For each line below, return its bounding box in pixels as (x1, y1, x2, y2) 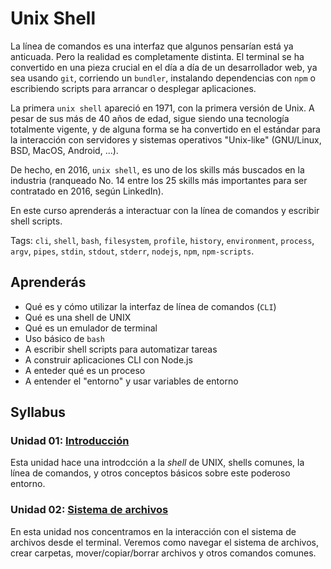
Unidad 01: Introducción (10, 434, 130, 448)
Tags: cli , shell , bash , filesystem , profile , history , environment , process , (10, 234, 315, 246)
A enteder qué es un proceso (24, 364, 146, 376)
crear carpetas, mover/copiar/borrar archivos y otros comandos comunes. (10, 547, 317, 559)
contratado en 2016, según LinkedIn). (10, 185, 164, 197)
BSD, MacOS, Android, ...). (10, 144, 119, 156)
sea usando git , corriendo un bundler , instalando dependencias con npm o (10, 72, 317, 84)
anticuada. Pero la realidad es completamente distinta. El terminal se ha (10, 50, 305, 62)
